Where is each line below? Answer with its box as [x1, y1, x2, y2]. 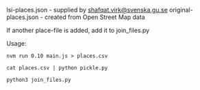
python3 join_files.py [6, 76, 71, 83]
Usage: [6, 40, 27, 47]
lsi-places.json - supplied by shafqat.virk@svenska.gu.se [6, 6, 168, 14]
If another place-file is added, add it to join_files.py [6, 27, 150, 34]
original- [169, 6, 193, 14]
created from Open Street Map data [45, 13, 145, 21]
